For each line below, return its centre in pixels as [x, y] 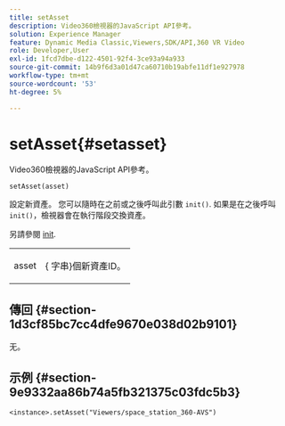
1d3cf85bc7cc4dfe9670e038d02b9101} [123, 324]
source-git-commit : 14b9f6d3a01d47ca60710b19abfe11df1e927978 [127, 68]
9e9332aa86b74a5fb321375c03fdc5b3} [125, 392]
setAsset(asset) [39, 187]
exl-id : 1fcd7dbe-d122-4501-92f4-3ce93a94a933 [97, 59]
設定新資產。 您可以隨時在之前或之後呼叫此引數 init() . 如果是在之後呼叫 [142, 204]
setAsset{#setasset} [88, 144]
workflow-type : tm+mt [49, 76]
